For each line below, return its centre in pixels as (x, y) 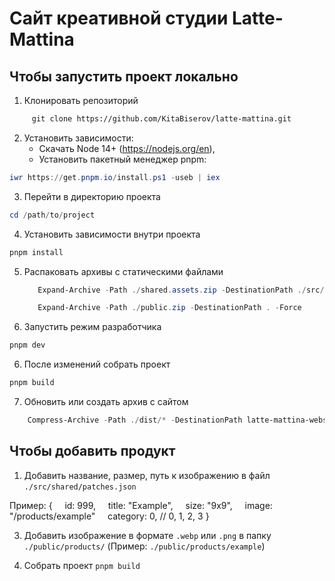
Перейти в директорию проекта (92, 196)
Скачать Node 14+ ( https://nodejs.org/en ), (127, 148)
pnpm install (36, 252)
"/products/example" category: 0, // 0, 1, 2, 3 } (109, 516)
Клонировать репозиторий (81, 100)
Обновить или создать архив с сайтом (106, 401)
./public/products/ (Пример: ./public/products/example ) (144, 546)
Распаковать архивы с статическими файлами (123, 271)
